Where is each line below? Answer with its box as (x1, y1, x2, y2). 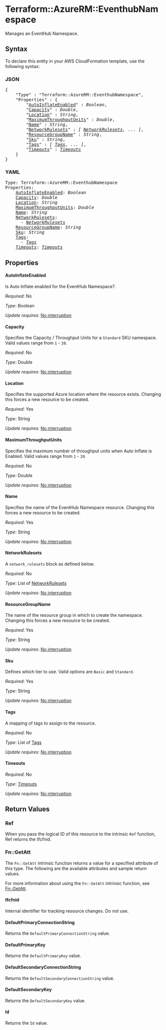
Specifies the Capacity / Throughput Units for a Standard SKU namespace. (5, 335, 157, 341)
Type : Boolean (5, 302, 35, 308)
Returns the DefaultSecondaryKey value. (5, 997, 86, 1004)
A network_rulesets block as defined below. (5, 561, 95, 567)
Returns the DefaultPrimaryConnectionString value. (5, 930, 111, 937)
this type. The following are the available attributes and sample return (5, 865, 147, 871)
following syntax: (5, 63, 40, 69)
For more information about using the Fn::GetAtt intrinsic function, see (5, 880, 150, 886)
